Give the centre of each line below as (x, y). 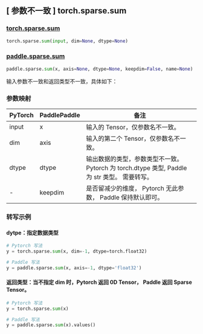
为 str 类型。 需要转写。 (119, 177)
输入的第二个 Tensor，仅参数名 (130, 139)
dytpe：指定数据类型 (32, 233)
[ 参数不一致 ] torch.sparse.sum (66, 11)
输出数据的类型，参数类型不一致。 (134, 159)
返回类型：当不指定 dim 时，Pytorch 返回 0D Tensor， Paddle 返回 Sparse (99, 282)
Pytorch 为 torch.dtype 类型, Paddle (137, 168)
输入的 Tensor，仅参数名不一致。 (133, 127)
